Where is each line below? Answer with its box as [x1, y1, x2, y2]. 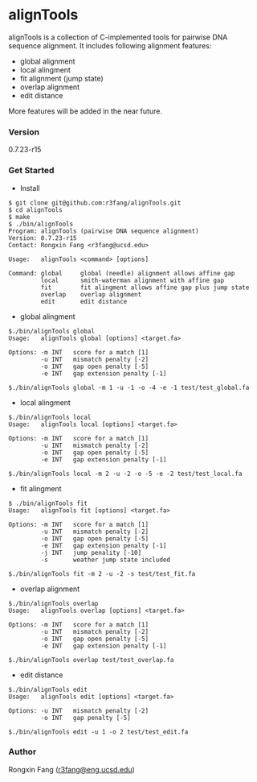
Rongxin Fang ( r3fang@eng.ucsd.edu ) [8, 764, 135, 774]
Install [19, 183, 40, 192]
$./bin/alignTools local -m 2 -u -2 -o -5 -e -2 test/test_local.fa [8, 470, 243, 478]
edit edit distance [40, 297, 128, 305]
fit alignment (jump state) [19, 73, 104, 83]
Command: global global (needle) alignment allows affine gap [8, 269, 235, 277]
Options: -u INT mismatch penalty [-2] [8, 706, 149, 714]
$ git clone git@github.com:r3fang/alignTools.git [8, 199, 182, 207]
